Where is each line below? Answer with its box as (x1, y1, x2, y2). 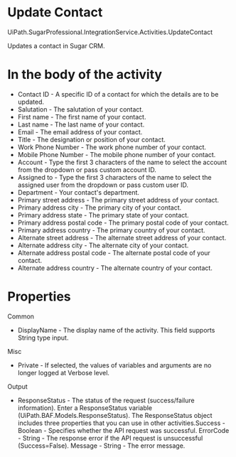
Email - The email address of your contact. (17, 127, 143, 136)
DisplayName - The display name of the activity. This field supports (17, 326, 215, 334)
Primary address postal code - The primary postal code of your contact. (17, 218, 229, 227)
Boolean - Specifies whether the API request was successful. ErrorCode (17, 426, 230, 434)
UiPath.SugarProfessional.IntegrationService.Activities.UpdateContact (7, 28, 213, 36)
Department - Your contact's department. (17, 188, 140, 196)
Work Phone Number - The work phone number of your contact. (17, 143, 207, 151)
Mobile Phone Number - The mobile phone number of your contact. (17, 150, 216, 158)
